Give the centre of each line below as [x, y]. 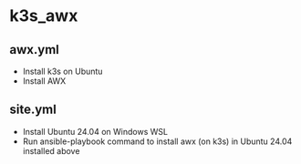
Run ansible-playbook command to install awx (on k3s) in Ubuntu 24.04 [157, 141]
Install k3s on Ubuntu [62, 71]
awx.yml [34, 50]
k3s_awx [44, 16]
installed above [51, 150]
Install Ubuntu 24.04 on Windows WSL [95, 131]
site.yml [33, 110]
